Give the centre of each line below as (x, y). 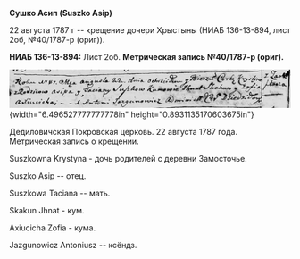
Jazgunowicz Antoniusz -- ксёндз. (73, 245)
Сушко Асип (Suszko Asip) (61, 13)
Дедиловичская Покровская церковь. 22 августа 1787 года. (124, 131)
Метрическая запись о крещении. (74, 141)
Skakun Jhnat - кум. (47, 210)
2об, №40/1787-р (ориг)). (57, 40)
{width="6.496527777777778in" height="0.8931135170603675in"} (132, 114)
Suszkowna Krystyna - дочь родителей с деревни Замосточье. (128, 158)
